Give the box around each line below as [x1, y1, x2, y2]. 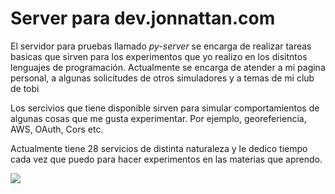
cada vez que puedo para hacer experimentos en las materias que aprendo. [10, 153, 323, 165]
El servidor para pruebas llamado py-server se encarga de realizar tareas [10, 40, 312, 52]
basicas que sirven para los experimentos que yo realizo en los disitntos [10, 50, 308, 62]
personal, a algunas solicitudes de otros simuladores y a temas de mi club [10, 72, 315, 84]
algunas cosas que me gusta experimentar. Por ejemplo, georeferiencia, [10, 112, 307, 124]
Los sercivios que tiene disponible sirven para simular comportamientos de [10, 102, 320, 114]
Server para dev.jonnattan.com [10, 7, 276, 30]
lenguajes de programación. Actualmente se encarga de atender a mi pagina [10, 61, 326, 73]
